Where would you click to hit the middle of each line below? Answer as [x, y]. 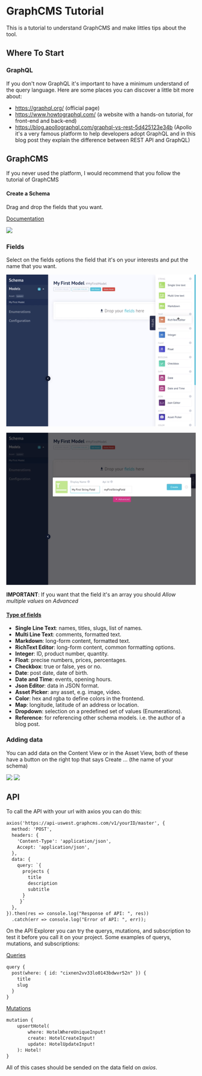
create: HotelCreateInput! [62, 1038]
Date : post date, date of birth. [52, 673]
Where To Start [35, 53]
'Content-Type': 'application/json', [64, 842]
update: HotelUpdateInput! [62, 1044]
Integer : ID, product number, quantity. [62, 654]
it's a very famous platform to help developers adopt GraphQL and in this [105, 133]
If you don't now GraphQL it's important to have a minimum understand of [98, 83]
